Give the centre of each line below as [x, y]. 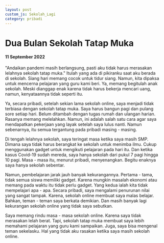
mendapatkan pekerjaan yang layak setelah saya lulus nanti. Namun [73, 124]
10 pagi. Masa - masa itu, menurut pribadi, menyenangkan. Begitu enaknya [81, 160]
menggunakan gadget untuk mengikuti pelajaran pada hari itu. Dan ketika [79, 149]
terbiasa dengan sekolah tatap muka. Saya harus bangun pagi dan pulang [79, 108]
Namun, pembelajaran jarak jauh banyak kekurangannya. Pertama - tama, [79, 174]
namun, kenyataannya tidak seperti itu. [44, 94]
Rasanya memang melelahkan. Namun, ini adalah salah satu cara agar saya [81, 119]
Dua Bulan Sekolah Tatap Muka [69, 43]
